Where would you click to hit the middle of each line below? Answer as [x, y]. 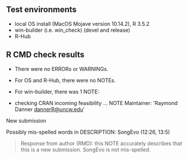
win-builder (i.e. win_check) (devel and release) [72, 30]
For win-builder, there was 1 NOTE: [57, 92]
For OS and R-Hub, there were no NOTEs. [65, 80]
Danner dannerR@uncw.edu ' [50, 109]
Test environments [41, 10]
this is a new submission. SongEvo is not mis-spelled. [85, 150]
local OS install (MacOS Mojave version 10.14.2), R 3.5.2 [82, 23]
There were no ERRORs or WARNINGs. [61, 69]
